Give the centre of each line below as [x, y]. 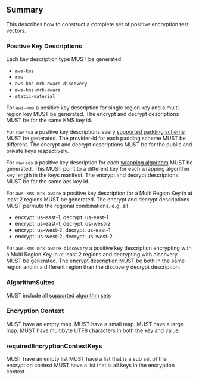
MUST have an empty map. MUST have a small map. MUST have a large [95, 324]
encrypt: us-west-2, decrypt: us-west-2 [64, 237]
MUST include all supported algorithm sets [59, 296]
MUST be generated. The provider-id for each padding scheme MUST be [96, 138]
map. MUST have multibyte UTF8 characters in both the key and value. [93, 330]
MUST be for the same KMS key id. [49, 120]
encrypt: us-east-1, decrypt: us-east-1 [62, 217]
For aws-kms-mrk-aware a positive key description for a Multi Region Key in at [99, 193]
